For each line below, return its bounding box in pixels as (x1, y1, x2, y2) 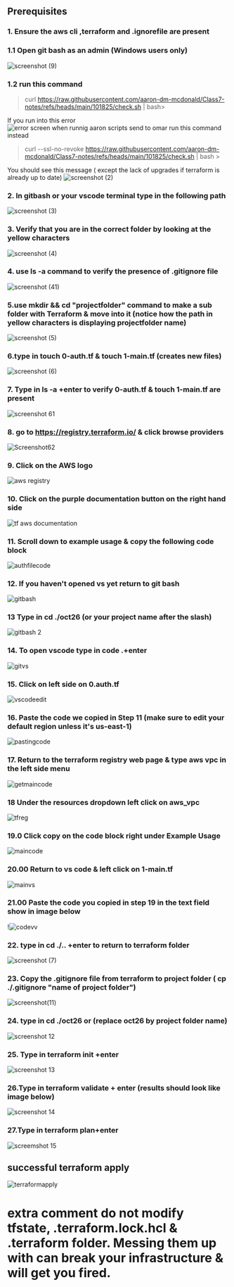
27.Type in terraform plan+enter (7, 1125, 119, 1135)
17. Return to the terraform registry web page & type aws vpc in (7, 755, 227, 765)
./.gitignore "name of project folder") (7, 983, 136, 992)
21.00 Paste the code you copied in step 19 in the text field (7, 898, 209, 907)
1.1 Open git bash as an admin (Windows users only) (7, 46, 188, 56)
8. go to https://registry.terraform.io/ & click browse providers (7, 427, 224, 436)
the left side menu (7, 764, 70, 774)
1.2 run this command (7, 79, 83, 89)
